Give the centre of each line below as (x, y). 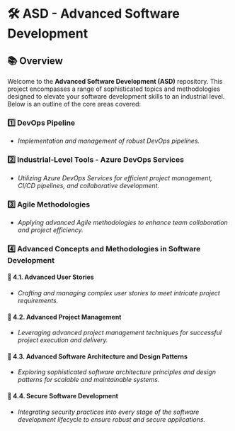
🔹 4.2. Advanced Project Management (64, 317)
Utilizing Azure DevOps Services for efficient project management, (115, 178)
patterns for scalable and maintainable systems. (88, 380)
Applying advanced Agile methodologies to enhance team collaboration (122, 222)
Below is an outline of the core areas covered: (74, 104)
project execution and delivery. (63, 340)
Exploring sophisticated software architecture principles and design (116, 372)
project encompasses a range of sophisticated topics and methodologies (114, 89)
